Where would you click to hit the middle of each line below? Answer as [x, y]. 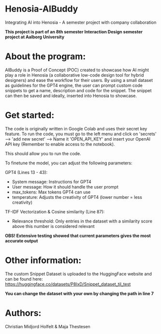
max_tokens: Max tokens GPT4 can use [51, 192]
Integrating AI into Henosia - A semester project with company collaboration [81, 22]
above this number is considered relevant [53, 226]
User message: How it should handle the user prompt [65, 187]
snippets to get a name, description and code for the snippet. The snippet [78, 90]
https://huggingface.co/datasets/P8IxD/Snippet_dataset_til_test [68, 284]
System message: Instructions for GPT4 [52, 182]
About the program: [45, 56]
